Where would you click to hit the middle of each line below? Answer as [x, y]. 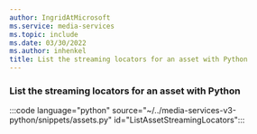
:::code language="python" [60, 111]
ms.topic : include [44, 34]
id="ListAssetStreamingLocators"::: [179, 120]
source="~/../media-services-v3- [174, 111]
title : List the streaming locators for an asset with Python [128, 59]
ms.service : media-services [62, 26]
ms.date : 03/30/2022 [48, 43]
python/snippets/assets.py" [61, 120]
